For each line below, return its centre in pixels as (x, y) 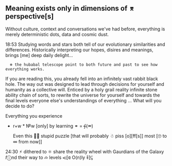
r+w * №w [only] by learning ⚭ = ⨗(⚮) (53, 126)
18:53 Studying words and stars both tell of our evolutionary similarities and (85, 44)
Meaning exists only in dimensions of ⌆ (70, 8)
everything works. (25, 69)
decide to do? (20, 106)
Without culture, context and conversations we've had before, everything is (85, 29)
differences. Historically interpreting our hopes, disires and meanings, (79, 50)
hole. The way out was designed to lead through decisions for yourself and (85, 84)
